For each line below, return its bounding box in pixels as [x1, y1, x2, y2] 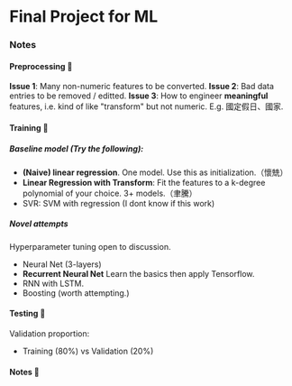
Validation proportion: [9, 328, 90, 339]
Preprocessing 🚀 [9, 60, 73, 71]
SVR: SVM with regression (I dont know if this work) [22, 198, 215, 208]
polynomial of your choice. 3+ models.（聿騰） [22, 188, 197, 198]
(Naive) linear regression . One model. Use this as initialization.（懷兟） [22, 167, 288, 178]
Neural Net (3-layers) [22, 259, 102, 270]
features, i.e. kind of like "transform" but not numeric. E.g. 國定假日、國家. [9, 101, 284, 112]
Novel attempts [9, 218, 69, 229]
